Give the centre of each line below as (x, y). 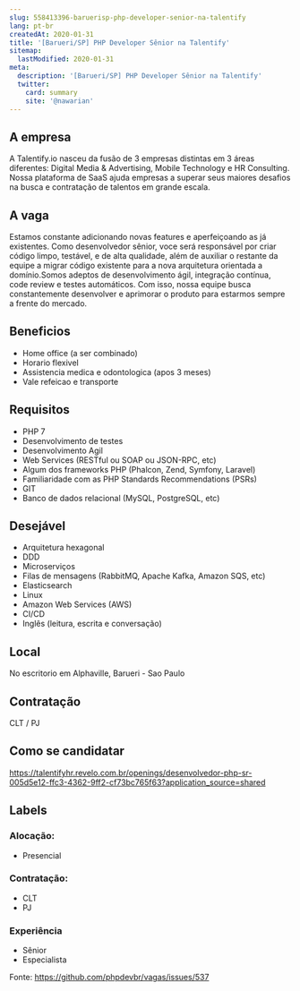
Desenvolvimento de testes (73, 440)
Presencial (42, 855)
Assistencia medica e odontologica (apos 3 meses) (116, 372)
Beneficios (40, 332)
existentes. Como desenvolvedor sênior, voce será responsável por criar (143, 246)
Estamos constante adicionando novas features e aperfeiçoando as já (138, 237)
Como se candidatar (67, 752)
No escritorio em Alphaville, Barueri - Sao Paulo (97, 673)
